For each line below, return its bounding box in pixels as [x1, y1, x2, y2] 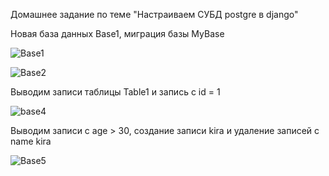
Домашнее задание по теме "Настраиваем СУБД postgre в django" [10, 9, 299, 20]
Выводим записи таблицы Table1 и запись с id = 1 [10, 86, 221, 98]
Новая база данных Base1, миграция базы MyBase [10, 28, 225, 39]
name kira [10, 135, 52, 147]
